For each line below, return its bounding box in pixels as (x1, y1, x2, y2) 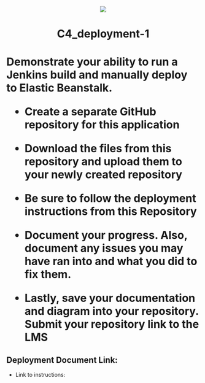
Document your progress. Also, (24, 228, 188, 242)
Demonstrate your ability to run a (6, 55, 178, 69)
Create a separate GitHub (24, 105, 157, 119)
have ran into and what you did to (24, 255, 198, 268)
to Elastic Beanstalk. (6, 81, 112, 95)
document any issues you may (24, 241, 184, 255)
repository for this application (24, 118, 180, 132)
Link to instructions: (15, 371, 66, 379)
